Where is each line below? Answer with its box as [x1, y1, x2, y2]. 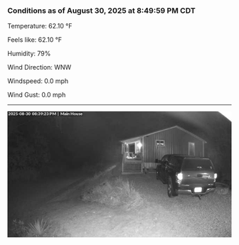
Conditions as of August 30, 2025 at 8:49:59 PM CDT [7, 6, 196, 16]
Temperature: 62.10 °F [7, 22, 73, 31]
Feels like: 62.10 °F [7, 36, 63, 44]
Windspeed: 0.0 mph [7, 77, 69, 85]
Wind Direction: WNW [7, 63, 72, 72]
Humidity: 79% [7, 49, 51, 58]
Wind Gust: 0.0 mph [7, 91, 66, 99]
